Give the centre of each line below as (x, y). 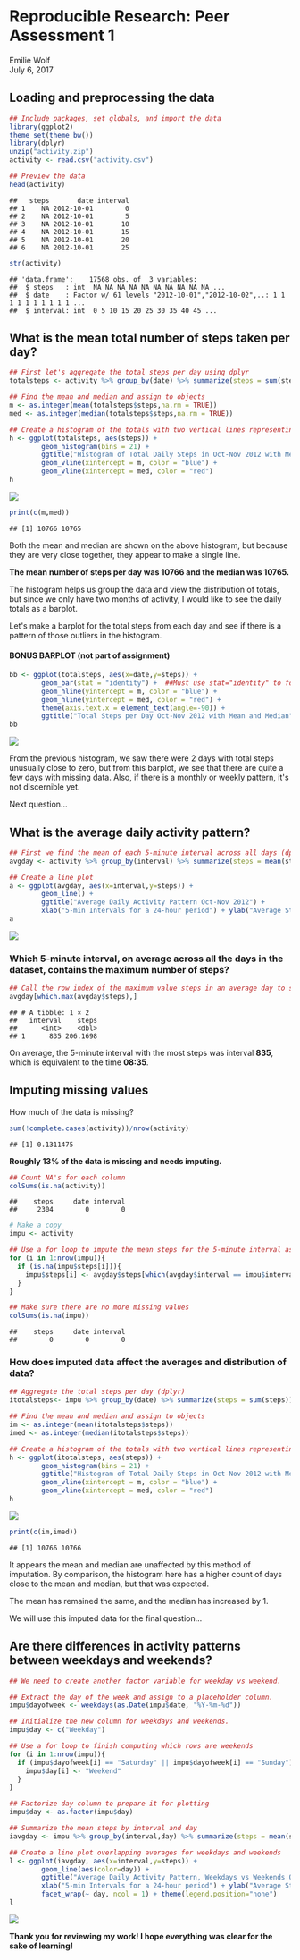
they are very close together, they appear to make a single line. (125, 554)
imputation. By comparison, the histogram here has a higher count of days (146, 1574)
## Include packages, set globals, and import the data (115, 118)
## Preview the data (48, 176)
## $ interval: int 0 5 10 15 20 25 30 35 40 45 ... (113, 310)
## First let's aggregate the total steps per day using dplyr (129, 373)
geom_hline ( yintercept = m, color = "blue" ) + (129, 691)
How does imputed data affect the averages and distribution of (148, 1363)
